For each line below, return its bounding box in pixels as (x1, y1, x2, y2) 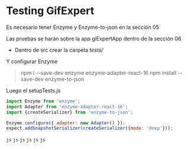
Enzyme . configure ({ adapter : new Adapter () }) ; (6, 120, 126, 126)
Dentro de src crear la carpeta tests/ (14, 46, 103, 54)
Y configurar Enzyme (6, 58, 58, 65)
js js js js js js (6, 137, 46, 143)
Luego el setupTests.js (6, 87, 61, 94)
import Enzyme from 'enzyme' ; (6, 98, 81, 104)
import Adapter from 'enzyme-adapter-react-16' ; (6, 104, 128, 110)
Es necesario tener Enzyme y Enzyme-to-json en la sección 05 (6, 24, 160, 31)
